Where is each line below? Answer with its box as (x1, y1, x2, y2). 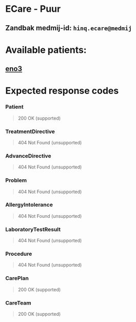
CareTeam (5, 299, 32, 306)
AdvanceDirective (5, 152, 51, 159)
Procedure (5, 250, 32, 257)
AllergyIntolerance (5, 201, 53, 209)
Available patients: (5, 44, 87, 55)
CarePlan (5, 275, 29, 282)
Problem (5, 177, 27, 184)
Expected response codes (5, 85, 119, 97)
